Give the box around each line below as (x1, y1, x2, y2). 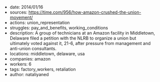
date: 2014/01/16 (9, 4, 43, 10)
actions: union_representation (9, 20, 70, 25)
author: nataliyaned (9, 72, 49, 77)
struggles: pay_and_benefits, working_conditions (9, 25, 109, 31)
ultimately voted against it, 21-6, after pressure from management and (9, 41, 151, 46)
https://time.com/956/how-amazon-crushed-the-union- (28, 9, 141, 15)
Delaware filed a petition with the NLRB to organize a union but (9, 35, 137, 41)
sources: (9, 9, 28, 15)
